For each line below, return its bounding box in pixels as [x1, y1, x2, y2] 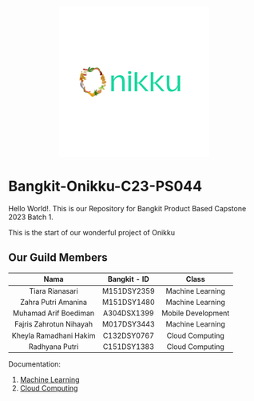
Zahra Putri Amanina [19, 297, 88, 307]
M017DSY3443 [102, 319, 155, 329]
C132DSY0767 [102, 331, 154, 340]
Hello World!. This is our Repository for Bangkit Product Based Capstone [8, 203, 247, 213]
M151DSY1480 [102, 297, 155, 307]
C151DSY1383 [102, 342, 154, 351]
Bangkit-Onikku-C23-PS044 [8, 178, 202, 195]
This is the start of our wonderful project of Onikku [8, 227, 176, 237]
